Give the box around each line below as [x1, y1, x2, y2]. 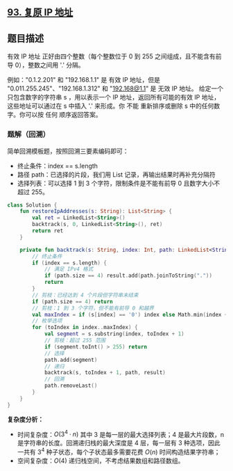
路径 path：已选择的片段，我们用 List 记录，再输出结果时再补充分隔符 [17, 170, 216, 179]
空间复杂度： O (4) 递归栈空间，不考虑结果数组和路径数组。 [17, 456, 184, 465]
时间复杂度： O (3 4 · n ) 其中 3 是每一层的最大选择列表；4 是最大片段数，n [17, 429, 224, 438]
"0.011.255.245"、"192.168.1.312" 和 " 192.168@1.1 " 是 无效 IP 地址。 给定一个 [7, 84, 224, 93]
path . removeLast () [44, 382, 98, 390]
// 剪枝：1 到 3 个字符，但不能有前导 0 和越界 [32, 305, 155, 312]
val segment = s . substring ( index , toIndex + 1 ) [44, 330, 185, 337]
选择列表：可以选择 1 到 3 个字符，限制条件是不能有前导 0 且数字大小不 [17, 179, 221, 187]
